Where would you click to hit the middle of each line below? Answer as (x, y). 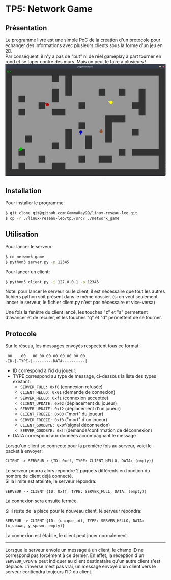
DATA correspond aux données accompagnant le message (74, 436)
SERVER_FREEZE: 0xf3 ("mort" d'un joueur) (64, 420)
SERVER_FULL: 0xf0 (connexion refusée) (61, 387)
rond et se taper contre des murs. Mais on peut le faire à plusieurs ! (76, 62)
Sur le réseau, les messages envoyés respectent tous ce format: (73, 346)
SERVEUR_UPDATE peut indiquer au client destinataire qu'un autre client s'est (83, 561)
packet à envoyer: (24, 451)
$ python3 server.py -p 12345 (37, 262)
